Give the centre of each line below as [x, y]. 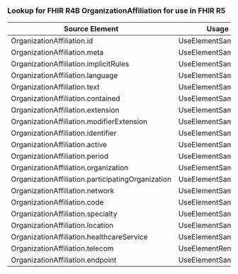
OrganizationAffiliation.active [59, 145]
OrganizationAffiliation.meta [57, 53]
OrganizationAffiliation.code [57, 202]
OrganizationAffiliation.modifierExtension [79, 121]
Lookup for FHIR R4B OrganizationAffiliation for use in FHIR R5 [117, 11]
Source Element [91, 29]
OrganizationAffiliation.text [55, 87]
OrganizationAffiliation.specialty [64, 214]
